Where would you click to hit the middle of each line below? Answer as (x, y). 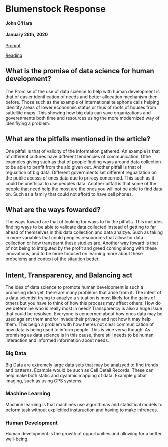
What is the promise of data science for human (80, 71)
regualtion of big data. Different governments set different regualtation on (81, 172)
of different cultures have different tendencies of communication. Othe (78, 156)
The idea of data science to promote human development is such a (74, 287)
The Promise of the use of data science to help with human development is (83, 91)
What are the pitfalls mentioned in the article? (78, 139)
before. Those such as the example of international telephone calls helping (82, 102)
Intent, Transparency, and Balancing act (69, 275)
